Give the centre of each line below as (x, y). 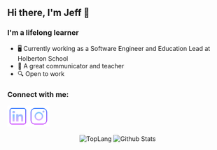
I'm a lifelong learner (43, 33)
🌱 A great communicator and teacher (71, 66)
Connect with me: (38, 94)
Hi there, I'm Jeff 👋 (49, 13)
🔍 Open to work (41, 73)
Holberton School (43, 58)
